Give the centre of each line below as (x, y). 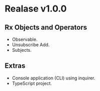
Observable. (25, 39)
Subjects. (22, 50)
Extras (15, 66)
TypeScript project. (32, 83)
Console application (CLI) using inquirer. (54, 78)
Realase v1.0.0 (36, 9)
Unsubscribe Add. (31, 45)
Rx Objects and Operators (46, 27)
